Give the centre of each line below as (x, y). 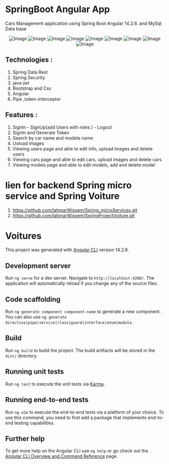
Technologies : (29, 60)
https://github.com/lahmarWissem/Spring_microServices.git (75, 210)
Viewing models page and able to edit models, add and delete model (84, 165)
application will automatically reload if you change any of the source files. (81, 283)
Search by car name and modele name (53, 138)
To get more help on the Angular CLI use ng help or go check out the (77, 451)
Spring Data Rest (30, 72)
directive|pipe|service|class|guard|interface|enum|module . (69, 322)
